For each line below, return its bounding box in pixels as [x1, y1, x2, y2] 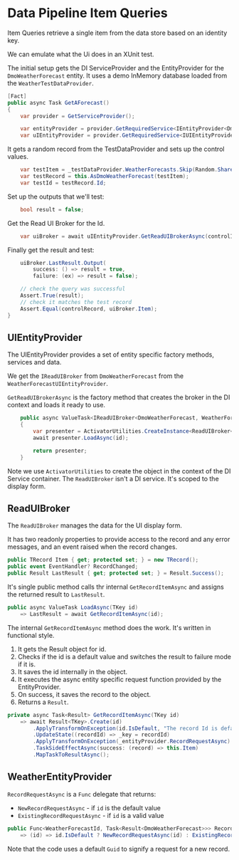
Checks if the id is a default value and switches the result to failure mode [17, 652, 231, 661]
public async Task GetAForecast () [7, 99, 110, 106]
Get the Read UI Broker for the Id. [7, 219, 105, 227]
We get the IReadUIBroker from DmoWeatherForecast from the [7, 372, 184, 380]
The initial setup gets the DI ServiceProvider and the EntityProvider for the [7, 63, 224, 72]
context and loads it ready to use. [7, 401, 105, 409]
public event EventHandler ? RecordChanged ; [7, 563, 139, 570]
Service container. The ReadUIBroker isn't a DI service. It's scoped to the [7, 474, 219, 483]
